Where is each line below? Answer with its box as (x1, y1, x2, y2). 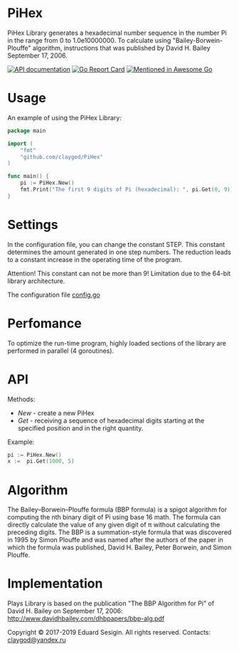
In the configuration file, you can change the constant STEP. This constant (7, 240, 225, 248)
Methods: (7, 395, 36, 403)
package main (7, 127, 46, 134)
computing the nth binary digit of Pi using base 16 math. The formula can (7, 513, 221, 522)
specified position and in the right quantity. (17, 423, 144, 432)
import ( (7, 140, 33, 147)
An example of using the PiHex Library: (7, 113, 122, 122)
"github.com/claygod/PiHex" (20, 153, 103, 161)
